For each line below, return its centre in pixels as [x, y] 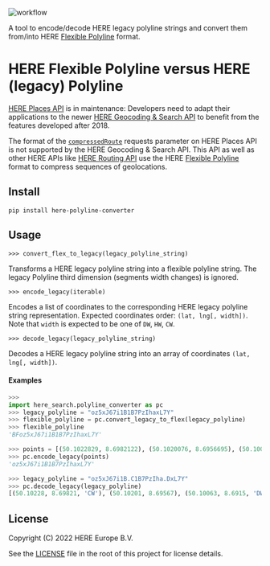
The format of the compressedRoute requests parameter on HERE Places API [133, 141]
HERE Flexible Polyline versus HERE [129, 69]
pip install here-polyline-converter [72, 210]
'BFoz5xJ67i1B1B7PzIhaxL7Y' [55, 435]
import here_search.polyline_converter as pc [86, 405]
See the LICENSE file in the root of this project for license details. [116, 554]
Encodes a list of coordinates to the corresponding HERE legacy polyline [128, 306]
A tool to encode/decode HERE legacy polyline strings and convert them [128, 28]
